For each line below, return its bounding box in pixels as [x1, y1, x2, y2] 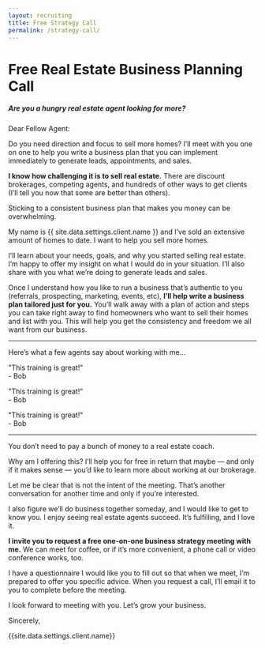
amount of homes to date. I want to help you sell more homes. [8, 235, 210, 245]
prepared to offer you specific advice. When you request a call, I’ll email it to [8, 576, 256, 586]
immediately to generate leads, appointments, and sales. [8, 156, 192, 165]
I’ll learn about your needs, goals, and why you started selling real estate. [8, 251, 246, 260]
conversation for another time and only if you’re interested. [8, 488, 200, 498]
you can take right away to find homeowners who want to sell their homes [8, 307, 248, 317]
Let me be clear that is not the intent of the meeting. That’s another [8, 480, 226, 490]
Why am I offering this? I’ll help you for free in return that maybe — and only [8, 456, 255, 466]
